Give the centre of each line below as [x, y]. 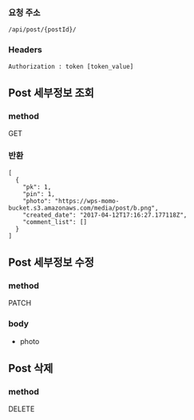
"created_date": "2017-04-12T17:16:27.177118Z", [105, 215]
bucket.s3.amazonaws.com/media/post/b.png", [83, 208]
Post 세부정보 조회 [51, 92]
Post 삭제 [31, 368]
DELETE [22, 409]
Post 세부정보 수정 [51, 262]
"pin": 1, [39, 194]
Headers [25, 50]
